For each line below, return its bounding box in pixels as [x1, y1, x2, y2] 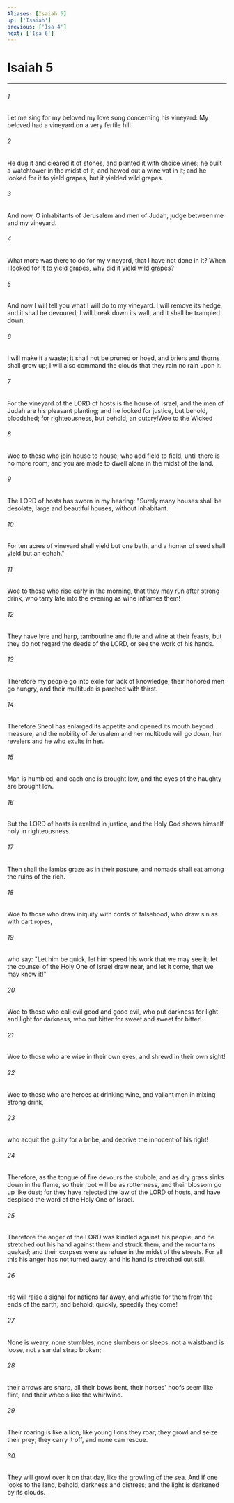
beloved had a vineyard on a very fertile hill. [7, 121, 133, 129]
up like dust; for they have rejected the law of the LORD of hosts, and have [7, 1188, 221, 1196]
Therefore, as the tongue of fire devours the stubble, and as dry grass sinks [7, 1173, 224, 1181]
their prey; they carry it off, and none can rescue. [7, 1436, 148, 1444]
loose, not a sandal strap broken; [7, 1345, 102, 1353]
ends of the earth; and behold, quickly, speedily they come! [7, 1300, 178, 1309]
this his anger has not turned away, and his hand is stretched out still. [7, 1256, 207, 1264]
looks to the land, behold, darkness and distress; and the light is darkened [7, 1481, 219, 1489]
